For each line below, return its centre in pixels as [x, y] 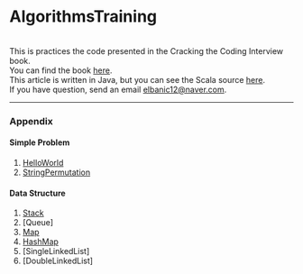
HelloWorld [43, 163]
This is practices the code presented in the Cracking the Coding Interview [147, 50]
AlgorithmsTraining [83, 17]
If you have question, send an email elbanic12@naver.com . [118, 89]
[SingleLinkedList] [56, 251]
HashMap [40, 242]
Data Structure [37, 193]
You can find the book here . [61, 70]
